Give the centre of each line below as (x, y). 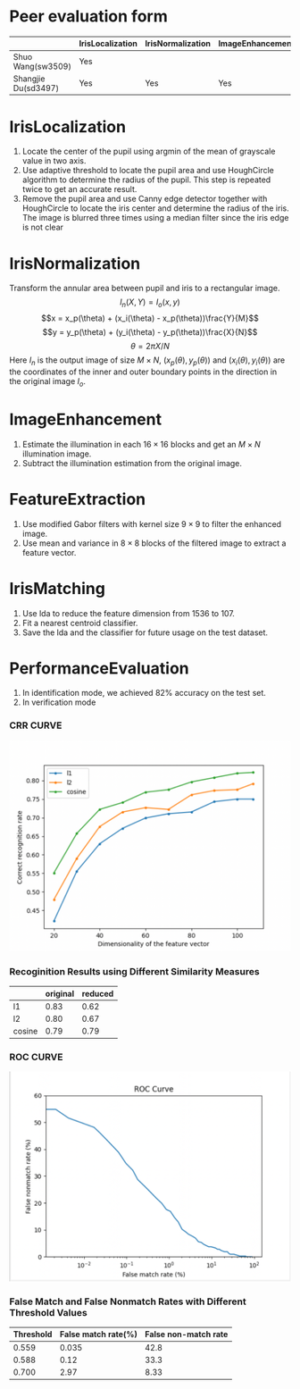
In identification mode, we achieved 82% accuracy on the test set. (144, 693)
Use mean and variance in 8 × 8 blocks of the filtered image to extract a (154, 543)
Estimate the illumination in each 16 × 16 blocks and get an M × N (141, 444)
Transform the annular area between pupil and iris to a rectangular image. (145, 289)
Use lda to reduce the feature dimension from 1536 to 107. (128, 613)
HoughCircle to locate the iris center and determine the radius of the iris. (155, 208)
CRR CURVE (36, 725)
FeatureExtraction (78, 499)
